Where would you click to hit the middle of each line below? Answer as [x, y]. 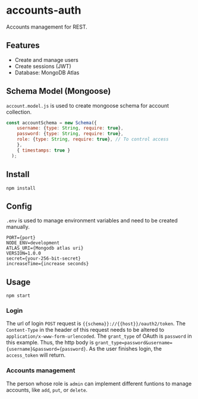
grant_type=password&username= [133, 343]
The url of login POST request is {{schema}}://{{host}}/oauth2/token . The [96, 323]
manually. [18, 227]
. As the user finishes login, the [124, 349]
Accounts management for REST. [47, 27]
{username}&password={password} [46, 349]
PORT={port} [21, 238]
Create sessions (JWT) [43, 66]
